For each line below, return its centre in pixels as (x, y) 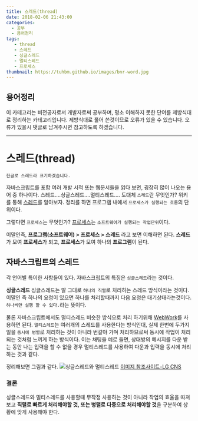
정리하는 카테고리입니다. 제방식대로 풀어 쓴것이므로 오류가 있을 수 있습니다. (98, 120)
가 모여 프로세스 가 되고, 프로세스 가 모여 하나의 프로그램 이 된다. (77, 242)
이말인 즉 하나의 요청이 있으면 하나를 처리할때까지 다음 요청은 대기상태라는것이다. (99, 297)
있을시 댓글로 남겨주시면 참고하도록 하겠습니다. (70, 127)
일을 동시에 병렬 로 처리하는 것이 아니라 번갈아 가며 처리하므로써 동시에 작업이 (93, 332)
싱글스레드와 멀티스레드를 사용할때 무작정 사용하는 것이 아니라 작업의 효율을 (93, 397)
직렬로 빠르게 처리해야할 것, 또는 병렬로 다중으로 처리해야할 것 (87, 405)
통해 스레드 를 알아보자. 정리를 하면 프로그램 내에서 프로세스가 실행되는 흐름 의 (98, 202)
